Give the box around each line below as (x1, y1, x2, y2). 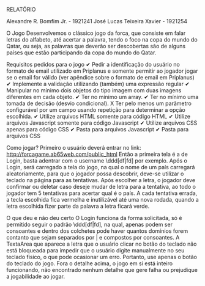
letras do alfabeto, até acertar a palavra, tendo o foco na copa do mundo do (6, 36, 198, 43)
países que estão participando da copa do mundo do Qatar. (6, 49, 157, 56)
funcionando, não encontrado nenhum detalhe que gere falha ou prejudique (6, 266, 198, 273)
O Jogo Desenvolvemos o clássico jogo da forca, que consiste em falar (6, 29, 186, 37)
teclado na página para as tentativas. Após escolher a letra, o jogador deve (6, 177, 196, 183)
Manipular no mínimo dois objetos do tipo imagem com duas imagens (6, 87, 182, 94)
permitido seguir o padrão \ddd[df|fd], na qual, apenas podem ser (6, 221, 173, 228)
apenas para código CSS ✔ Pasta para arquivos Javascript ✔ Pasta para (6, 126, 189, 133)
